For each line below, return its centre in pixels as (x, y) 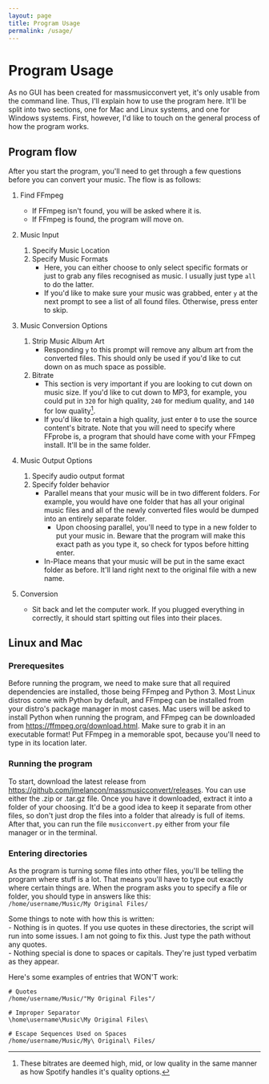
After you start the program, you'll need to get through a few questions (125, 171)
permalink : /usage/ (41, 30)
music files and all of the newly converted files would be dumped (151, 510)
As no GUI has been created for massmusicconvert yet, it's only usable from (134, 92)
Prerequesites (36, 666)
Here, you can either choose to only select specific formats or (146, 268)
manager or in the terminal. (53, 832)
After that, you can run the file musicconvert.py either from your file (119, 824)
